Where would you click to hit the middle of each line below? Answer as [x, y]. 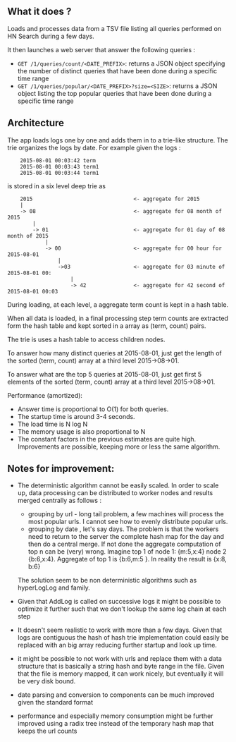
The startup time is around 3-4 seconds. [76, 416]
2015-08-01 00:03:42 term [58, 160]
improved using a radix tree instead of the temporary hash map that [116, 724]
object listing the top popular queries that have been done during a [114, 93]
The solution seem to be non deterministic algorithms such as [107, 580]
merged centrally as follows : [60, 501]
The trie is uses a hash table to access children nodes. [86, 339]
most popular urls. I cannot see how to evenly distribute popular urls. [128, 522]
